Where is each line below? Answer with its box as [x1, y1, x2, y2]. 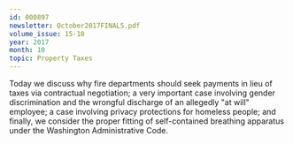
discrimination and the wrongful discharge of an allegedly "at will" [9, 97, 250, 107]
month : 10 [9, 46, 46, 55]
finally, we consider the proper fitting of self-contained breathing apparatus [9, 116, 285, 126]
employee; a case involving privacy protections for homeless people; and [9, 107, 276, 117]
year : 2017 [9, 37, 50, 47]
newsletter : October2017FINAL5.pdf [9, 21, 141, 30]
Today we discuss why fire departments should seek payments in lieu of [9, 79, 273, 88]
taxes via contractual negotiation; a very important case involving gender [9, 87, 276, 98]
